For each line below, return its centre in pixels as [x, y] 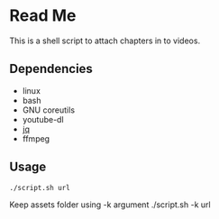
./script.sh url [40, 187]
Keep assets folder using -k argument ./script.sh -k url [110, 205]
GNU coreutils [48, 110]
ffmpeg [36, 138]
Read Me [43, 16]
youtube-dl [43, 119]
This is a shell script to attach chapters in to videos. [105, 41]
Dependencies [51, 69]
